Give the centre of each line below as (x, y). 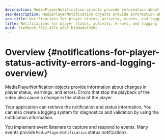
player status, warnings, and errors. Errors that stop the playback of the (77, 92)
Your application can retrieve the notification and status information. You (78, 107)
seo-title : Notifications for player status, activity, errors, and (77, 19)
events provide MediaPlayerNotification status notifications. (67, 132)
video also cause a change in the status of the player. (59, 98)
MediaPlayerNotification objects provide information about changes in (76, 87)
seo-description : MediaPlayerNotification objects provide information (80, 14)
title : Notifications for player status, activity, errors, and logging (81, 23)
